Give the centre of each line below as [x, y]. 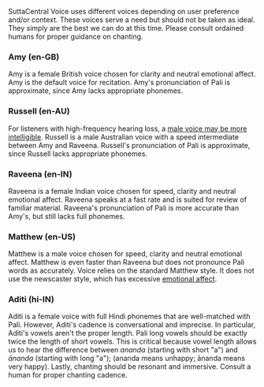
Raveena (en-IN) [40, 174]
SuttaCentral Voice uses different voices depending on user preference [124, 11]
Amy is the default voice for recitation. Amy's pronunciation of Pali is [119, 83]
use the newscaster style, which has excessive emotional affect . [113, 279]
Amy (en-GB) [34, 57]
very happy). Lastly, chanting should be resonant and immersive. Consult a [130, 367]
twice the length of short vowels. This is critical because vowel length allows [132, 341]
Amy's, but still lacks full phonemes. [67, 216]
